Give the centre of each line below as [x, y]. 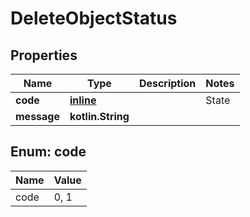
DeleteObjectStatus [94, 18]
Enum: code [48, 152]
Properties [44, 55]
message [37, 116]
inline [83, 100]
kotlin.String [99, 116]
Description [167, 83]
